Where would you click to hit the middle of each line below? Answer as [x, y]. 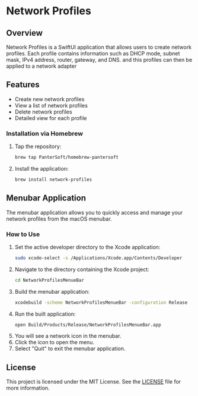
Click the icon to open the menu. [55, 342]
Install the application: [41, 168]
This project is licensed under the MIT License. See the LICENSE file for [94, 382]
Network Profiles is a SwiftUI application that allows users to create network [99, 47]
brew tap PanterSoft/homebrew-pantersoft [66, 158]
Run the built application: [45, 314]
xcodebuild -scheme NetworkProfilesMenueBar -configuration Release [101, 302]
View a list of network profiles [51, 105]
